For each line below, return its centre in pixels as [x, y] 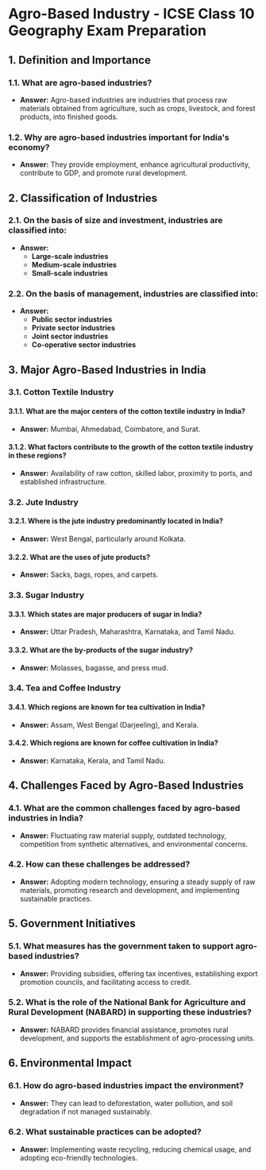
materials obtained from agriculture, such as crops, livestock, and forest [137, 108]
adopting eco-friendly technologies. [79, 1157]
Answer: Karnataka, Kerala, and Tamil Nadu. [93, 760]
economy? [29, 147]
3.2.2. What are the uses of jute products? [79, 557]
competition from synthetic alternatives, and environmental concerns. [134, 844]
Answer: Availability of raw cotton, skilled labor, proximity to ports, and [136, 473]
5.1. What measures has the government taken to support [121, 946]
